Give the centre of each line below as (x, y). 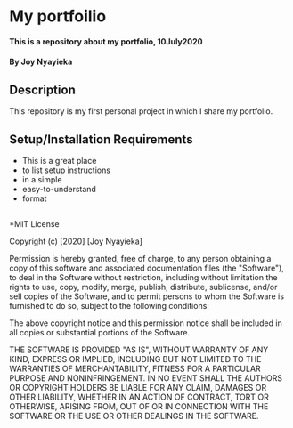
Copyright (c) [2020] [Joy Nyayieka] (76, 241)
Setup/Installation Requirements (101, 139)
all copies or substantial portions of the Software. (99, 333)
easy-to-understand (59, 189)
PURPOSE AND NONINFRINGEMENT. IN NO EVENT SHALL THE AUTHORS (146, 378)
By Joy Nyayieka (41, 62)
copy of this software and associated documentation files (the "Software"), (147, 268)
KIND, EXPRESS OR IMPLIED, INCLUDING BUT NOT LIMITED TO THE (135, 359)
